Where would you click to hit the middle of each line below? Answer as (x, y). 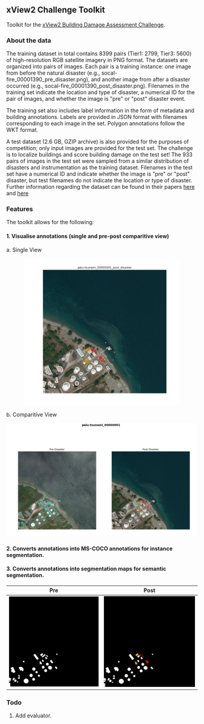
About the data (29, 40)
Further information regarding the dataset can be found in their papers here (101, 187)
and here (18, 193)
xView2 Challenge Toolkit (56, 10)
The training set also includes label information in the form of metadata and (100, 111)
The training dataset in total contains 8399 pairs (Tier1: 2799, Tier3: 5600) (99, 53)
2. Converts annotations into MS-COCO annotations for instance (90, 548)
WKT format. (22, 130)
